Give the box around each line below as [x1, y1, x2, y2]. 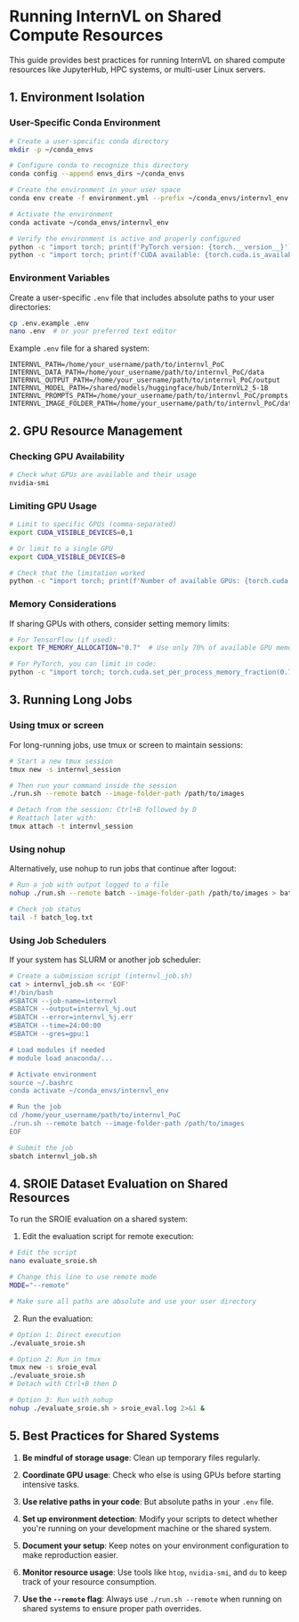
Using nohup [9, 843, 66, 856]
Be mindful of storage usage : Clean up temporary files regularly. [21, 1452, 261, 1463]
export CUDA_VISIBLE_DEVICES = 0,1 [9, 528, 133, 537]
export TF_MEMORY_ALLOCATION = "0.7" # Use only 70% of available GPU [9, 644, 273, 653]
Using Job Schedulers [9, 934, 107, 946]
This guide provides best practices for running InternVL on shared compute [9, 54, 286, 65]
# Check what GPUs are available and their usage [9, 470, 198, 479]
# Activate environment [9, 1070, 98, 1079]
